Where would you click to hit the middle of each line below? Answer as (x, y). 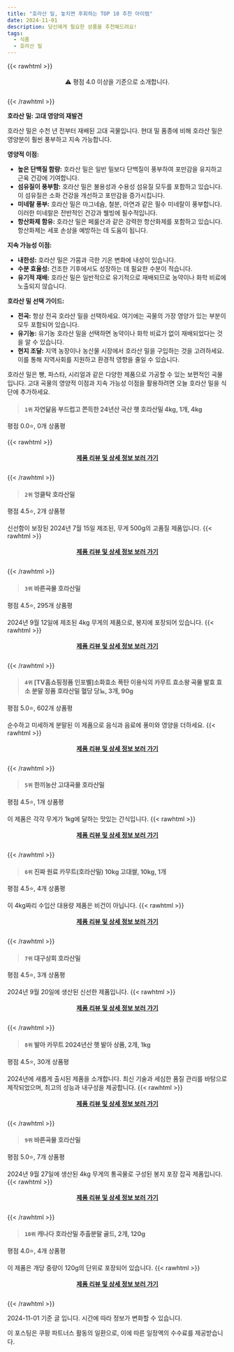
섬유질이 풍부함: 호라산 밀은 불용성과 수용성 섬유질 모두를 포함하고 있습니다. (120, 187)
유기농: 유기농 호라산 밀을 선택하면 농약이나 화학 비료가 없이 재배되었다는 (116, 333)
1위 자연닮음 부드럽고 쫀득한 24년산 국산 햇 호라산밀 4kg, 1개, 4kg (113, 409)
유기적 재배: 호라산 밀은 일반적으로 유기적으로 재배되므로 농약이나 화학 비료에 (122, 277)
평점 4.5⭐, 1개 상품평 (36, 802)
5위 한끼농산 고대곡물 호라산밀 (64, 785)
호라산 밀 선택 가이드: (36, 301)
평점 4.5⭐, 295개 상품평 (40, 605)
